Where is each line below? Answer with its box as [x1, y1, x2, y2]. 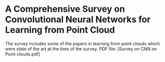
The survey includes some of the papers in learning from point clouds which [5, 40, 160, 46]
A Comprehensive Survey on [5, 3, 125, 15]
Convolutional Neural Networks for [5, 14, 151, 25]
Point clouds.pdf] [5, 51, 40, 57]
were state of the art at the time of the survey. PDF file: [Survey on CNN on [5, 46, 157, 52]
